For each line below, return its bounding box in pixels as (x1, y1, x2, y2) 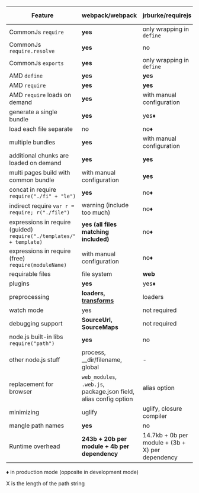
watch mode (9, 306, 44, 314)
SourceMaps (82, 323, 118, 331)
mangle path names (9, 421, 64, 430)
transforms (82, 297, 114, 304)
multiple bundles (9, 138, 56, 146)
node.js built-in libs (9, 333, 63, 341)
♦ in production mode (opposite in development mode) (6, 469, 139, 475)
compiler (142, 412, 168, 420)
